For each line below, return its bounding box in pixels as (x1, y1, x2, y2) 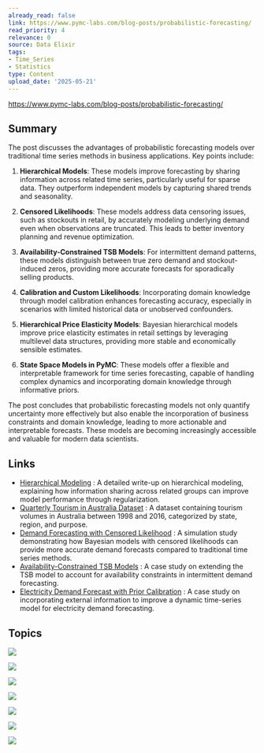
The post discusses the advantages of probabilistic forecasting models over (8, 143, 255, 152)
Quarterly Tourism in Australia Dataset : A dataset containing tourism (19, 503, 243, 513)
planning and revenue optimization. (19, 232, 135, 241)
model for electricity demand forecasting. (19, 604, 155, 613)
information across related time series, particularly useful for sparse (19, 175, 240, 185)
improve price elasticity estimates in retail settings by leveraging (19, 328, 229, 337)
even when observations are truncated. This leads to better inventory (19, 224, 245, 233)
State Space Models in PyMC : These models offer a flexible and (19, 360, 229, 370)
